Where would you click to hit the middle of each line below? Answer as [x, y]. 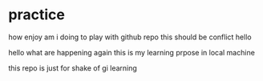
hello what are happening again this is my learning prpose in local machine [131, 52]
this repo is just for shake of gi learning [73, 68]
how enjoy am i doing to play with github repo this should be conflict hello [130, 37]
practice [37, 15]
